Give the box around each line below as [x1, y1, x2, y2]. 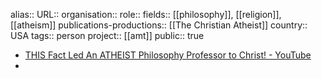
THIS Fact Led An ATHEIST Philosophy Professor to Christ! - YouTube [24, 49, 312, 61]
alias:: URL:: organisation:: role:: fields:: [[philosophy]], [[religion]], [10, 9, 282, 20]
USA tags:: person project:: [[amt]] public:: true [10, 30, 205, 41]
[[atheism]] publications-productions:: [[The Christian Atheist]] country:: [10, 19, 308, 31]
